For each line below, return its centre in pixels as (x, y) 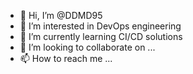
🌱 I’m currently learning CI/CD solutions (101, 36)
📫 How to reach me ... (66, 58)
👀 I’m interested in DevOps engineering (100, 26)
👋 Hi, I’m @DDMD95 (61, 15)
